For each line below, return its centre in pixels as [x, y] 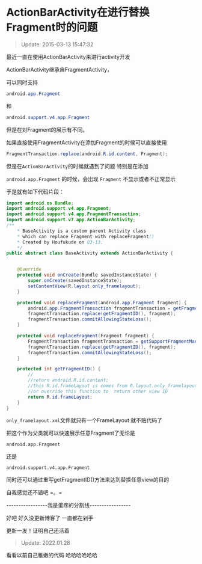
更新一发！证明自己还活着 [38, 531]
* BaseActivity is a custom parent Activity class [82, 231]
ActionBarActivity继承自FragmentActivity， [60, 69]
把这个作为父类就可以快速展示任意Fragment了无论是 [71, 433]
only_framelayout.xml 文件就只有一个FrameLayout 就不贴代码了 [84, 420]
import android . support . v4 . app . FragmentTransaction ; [74, 214]
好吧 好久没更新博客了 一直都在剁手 [50, 518]
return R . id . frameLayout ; [60, 397]
